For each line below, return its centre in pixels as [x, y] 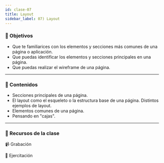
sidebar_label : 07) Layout [32, 19]
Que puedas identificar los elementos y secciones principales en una [82, 57]
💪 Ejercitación [19, 156]
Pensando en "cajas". [34, 116]
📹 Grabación [18, 144]
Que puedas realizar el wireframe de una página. [61, 67]
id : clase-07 [18, 10]
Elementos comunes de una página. [48, 111]
